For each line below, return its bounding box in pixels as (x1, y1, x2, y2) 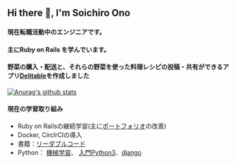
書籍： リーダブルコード (17, 139, 86, 148)
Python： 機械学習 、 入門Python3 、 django (17, 148, 142, 156)
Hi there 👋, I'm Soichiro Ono (7, 7, 130, 19)
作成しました (52, 71, 90, 80)
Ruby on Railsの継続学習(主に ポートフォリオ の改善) (17, 122, 167, 130)
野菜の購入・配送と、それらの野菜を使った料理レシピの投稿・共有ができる (7, 63, 223, 71)
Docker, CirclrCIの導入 (17, 130, 82, 139)
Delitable (20, 71, 47, 80)
